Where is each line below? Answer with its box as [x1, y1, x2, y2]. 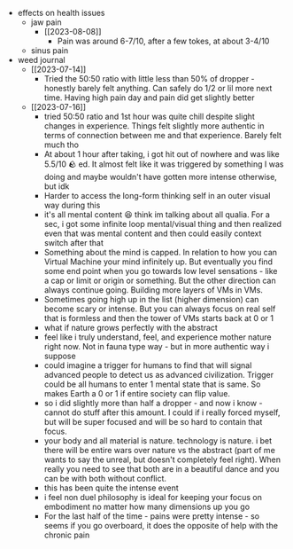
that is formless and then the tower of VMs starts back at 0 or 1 [43, 313, 274, 323]
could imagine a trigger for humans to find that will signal [43, 360, 252, 371]
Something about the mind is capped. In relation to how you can [43, 247, 277, 257]
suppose [43, 350, 77, 361]
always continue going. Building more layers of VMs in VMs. [43, 285, 264, 295]
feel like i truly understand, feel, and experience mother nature [43, 332, 272, 342]
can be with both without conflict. [43, 474, 166, 483]
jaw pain [30, 17, 62, 27]
